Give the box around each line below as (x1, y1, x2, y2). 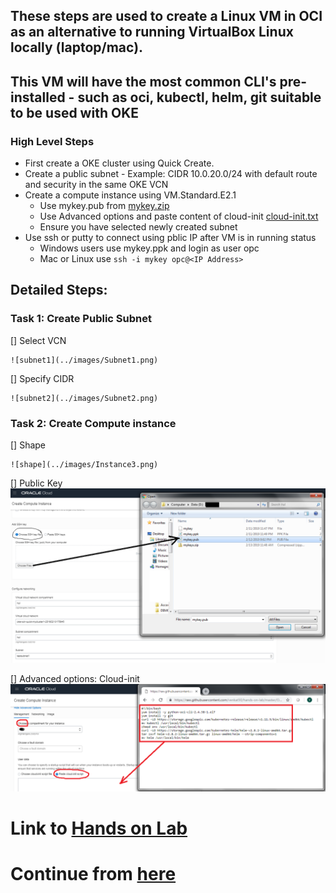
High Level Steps (10, 134, 95, 148)
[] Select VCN (10, 334, 67, 346)
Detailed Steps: (10, 282, 108, 299)
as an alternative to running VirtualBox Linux (10, 24, 294, 41)
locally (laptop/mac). (10, 39, 144, 56)
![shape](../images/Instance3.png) (10, 460, 159, 470)
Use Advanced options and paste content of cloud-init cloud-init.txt (39, 210, 319, 223)
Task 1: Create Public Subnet (10, 312, 152, 326)
